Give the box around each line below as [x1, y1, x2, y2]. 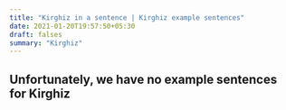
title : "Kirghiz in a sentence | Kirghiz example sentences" [9, 13, 245, 23]
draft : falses [9, 30, 63, 39]
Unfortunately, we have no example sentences [9, 71, 278, 87]
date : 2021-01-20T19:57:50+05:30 [9, 22, 136, 31]
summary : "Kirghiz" [9, 38, 83, 48]
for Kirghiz [9, 86, 71, 101]
